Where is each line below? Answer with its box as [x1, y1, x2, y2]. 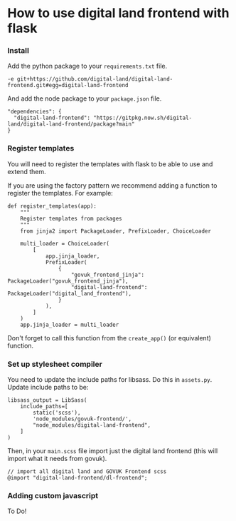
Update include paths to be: [7, 383, 89, 392]
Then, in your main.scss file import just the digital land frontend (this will [7, 447, 218, 455]
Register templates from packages [20, 215, 122, 222]
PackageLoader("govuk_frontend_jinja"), [7, 277, 129, 285]
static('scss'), [33, 409, 81, 417]
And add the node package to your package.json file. [7, 94, 162, 103]
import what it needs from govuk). [7, 455, 107, 463]
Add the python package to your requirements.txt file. [7, 62, 168, 71]
